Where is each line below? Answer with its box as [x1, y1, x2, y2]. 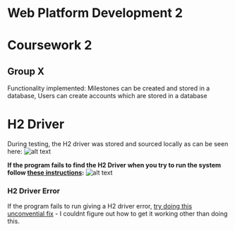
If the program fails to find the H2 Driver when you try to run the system [7, 161, 222, 170]
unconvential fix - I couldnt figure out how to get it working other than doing [7, 210, 228, 218]
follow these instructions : [7, 168, 85, 177]
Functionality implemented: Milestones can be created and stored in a [7, 84, 210, 93]
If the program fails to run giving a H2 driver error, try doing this [7, 202, 193, 211]
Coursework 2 [7, 37, 92, 54]
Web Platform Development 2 [7, 5, 183, 21]
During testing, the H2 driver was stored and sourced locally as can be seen [7, 140, 229, 148]
